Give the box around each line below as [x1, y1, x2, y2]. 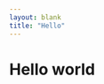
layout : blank [9, 12, 62, 22]
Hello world [9, 59, 96, 80]
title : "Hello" [9, 21, 66, 30]
